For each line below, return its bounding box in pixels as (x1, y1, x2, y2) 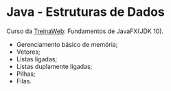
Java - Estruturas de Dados (6, 4, 166, 20)
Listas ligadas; (16, 54, 58, 63)
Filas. (16, 77, 32, 85)
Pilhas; (16, 70, 36, 78)
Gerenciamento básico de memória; (16, 40, 118, 48)
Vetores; (16, 48, 41, 56)
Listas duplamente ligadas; (16, 62, 93, 70)
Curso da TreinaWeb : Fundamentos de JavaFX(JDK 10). (6, 27, 164, 35)
